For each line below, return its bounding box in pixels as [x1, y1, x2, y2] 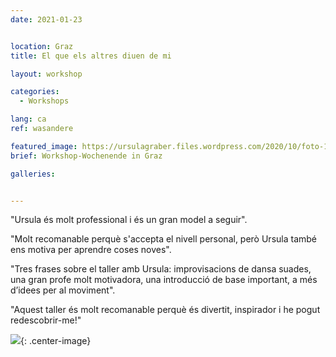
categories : [10, 87, 60, 97]
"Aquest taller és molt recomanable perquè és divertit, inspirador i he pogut [10, 304, 321, 316]
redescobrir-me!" [10, 314, 82, 326]
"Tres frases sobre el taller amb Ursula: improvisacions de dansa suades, [10, 263, 312, 275]
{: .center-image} [20, 335, 92, 347]
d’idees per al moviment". [10, 284, 116, 296]
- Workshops [19, 96, 70, 106]
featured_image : [10, 141, 78, 151]
